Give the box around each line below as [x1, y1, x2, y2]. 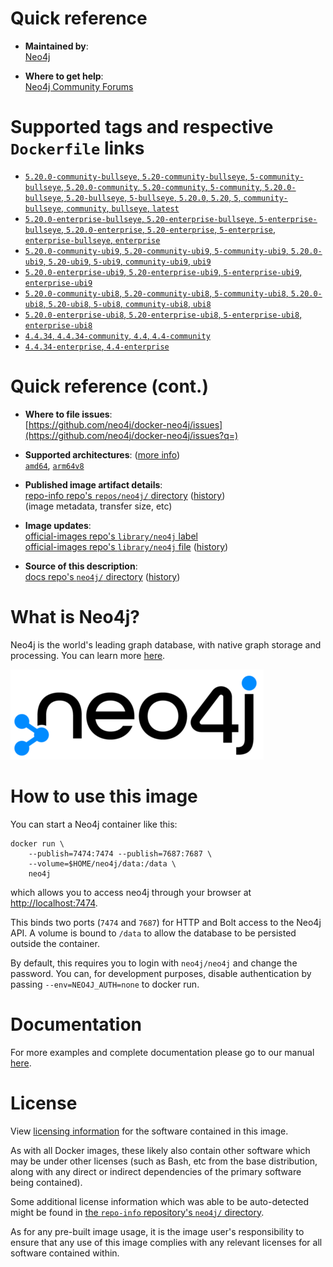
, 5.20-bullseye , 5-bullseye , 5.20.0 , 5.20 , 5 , [61, 191, 242, 203]
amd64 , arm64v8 [24, 459, 85, 471]
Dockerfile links [10, 137, 145, 160]
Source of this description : [24, 560, 138, 572]
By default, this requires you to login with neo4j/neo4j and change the [10, 957, 298, 969]
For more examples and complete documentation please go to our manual [10, 1046, 315, 1058]
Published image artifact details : [24, 478, 163, 491]
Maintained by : [24, 40, 89, 52]
